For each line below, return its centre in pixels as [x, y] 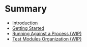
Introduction [25, 23]
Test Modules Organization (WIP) [47, 39]
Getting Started [28, 28]
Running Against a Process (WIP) [47, 33]
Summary [26, 9]
